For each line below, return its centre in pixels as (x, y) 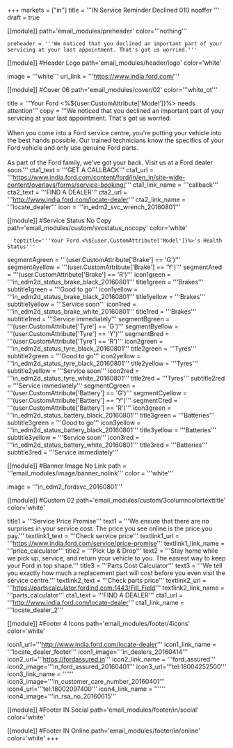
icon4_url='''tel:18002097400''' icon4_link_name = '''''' (86, 689)
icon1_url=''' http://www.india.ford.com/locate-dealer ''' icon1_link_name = (112, 644)
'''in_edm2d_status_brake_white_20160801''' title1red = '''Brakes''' (102, 312)
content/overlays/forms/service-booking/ (67, 185)
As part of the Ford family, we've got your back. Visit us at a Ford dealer (110, 162)
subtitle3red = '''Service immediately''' (63, 452)
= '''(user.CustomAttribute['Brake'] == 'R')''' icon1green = (89, 274)
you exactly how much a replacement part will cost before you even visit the (116, 573)
